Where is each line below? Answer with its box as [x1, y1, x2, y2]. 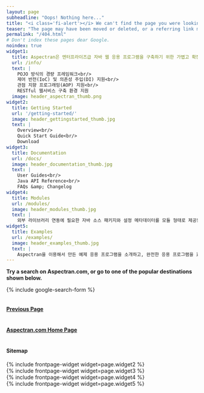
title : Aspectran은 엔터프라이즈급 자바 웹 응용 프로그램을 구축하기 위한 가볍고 [12, 54, 189, 60]
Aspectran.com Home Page [6, 326, 78, 334]
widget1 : [6, 49, 29, 55]
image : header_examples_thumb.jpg [12, 240, 99, 246]
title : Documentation [12, 150, 67, 156]
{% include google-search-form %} [6, 286, 95, 294]
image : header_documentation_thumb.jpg [12, 161, 113, 167]
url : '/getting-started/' [12, 110, 78, 116]
